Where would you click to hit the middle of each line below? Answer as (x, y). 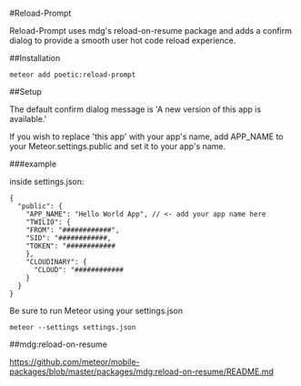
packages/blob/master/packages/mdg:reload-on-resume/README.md (142, 371)
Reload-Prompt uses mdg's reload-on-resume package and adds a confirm (151, 30)
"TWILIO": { (48, 222)
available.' (28, 119)
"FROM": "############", (73, 230)
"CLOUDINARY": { (57, 262)
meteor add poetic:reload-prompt (73, 75)
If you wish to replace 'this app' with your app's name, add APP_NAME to (146, 137)
